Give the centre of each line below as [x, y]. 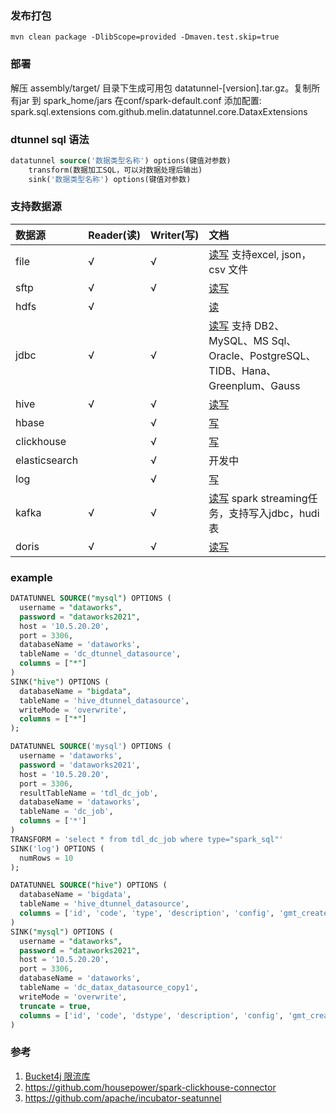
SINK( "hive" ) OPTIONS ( [60, 682]
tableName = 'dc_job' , [66, 812]
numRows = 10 [46, 858]
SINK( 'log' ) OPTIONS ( [57, 848]
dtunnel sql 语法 [50, 139]
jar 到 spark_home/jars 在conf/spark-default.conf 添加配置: [140, 100]
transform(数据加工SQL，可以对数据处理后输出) [115, 170]
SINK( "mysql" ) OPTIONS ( [62, 932]
